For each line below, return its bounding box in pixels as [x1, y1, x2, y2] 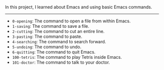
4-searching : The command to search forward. [12, 39, 106, 44]
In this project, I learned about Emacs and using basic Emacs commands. [5, 4, 152, 10]
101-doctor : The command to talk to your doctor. [12, 59, 110, 65]
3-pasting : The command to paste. [12, 34, 82, 39]
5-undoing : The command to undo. [12, 44, 82, 50]
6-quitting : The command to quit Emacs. [12, 49, 96, 55]
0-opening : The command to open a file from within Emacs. [12, 18, 131, 24]
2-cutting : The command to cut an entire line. [12, 29, 105, 34]
